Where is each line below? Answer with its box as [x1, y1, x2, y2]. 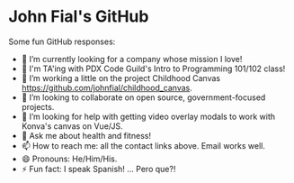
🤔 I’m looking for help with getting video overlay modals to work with [21, 111, 276, 122]
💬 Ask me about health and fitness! [21, 130, 152, 141]
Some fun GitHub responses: [8, 36, 116, 47]
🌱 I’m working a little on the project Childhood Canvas [21, 72, 221, 83]
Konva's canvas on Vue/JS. [21, 120, 123, 132]
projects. [21, 101, 55, 112]
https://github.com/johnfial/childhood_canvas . [21, 82, 192, 93]
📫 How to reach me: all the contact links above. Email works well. [21, 140, 266, 151]
